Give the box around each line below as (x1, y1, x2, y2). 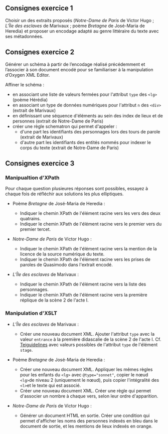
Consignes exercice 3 (5, 159, 75, 168)
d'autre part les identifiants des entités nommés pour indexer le (20, 139, 151, 145)
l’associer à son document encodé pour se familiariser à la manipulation (5, 66, 153, 72)
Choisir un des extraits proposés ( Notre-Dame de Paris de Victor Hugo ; (5, 17, 154, 23)
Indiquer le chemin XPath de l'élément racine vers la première (20, 292, 147, 298)
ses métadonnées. (5, 33, 44, 39)
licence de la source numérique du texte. (20, 251, 105, 257)
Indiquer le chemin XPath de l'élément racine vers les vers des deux (20, 210, 160, 216)
